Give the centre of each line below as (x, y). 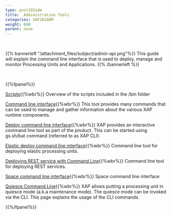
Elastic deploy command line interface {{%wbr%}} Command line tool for (82, 146)
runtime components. (28, 115)
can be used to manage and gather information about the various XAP (79, 110)
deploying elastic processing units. (42, 151)
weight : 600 (18, 24)
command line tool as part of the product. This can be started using (76, 131)
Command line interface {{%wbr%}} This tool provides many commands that (86, 104)
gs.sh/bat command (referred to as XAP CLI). (53, 136)
